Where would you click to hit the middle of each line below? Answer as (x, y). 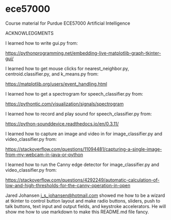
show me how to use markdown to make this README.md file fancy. (77, 212)
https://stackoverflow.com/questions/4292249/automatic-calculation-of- (82, 180)
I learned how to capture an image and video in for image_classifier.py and (84, 134)
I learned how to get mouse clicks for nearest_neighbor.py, (67, 68)
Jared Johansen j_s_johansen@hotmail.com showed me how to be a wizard (85, 195)
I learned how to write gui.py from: (42, 43)
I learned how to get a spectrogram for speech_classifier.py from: (74, 94)
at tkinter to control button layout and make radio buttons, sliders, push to (83, 200)
